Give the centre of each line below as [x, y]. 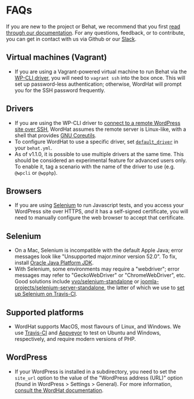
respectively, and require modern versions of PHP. [75, 339]
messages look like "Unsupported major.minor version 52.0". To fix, [96, 256]
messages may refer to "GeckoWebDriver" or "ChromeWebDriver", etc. [100, 275]
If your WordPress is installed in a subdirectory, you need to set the [95, 371]
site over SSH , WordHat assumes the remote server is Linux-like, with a [100, 129]
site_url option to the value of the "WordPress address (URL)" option [98, 378]
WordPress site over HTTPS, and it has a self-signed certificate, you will [101, 211]
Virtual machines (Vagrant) [56, 57]
